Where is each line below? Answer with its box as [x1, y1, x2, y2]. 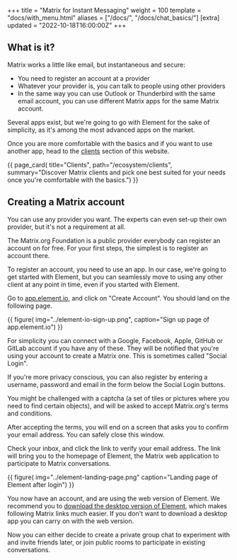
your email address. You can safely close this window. [7, 430, 165, 439]
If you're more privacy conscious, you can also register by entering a [7, 372, 208, 381]
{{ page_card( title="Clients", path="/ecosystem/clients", [7, 160, 173, 169]
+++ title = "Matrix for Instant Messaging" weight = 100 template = [7, 6, 202, 14]
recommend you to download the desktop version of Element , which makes [7, 501, 228, 510]
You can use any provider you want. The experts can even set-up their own [7, 215, 227, 223]
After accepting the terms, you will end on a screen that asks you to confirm [7, 422, 229, 431]
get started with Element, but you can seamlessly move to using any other [7, 272, 223, 281]
